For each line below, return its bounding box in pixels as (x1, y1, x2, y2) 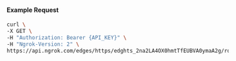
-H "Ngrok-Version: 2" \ (6, 41, 80, 48)
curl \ (6, 21, 26, 28)
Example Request (6, 6, 59, 14)
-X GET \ (6, 28, 32, 35)
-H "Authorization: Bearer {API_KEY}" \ (6, 34, 128, 41)
